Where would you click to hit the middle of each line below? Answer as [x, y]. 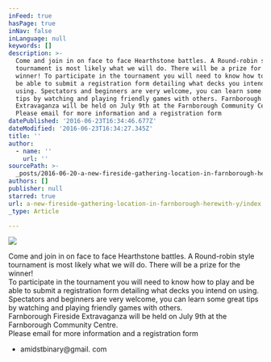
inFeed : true [30, 16]
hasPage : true [32, 23]
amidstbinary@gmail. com [63, 349]
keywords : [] [30, 46]
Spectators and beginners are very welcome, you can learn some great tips [133, 299]
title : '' [25, 136]
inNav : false [30, 31]
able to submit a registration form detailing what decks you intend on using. [134, 291]
